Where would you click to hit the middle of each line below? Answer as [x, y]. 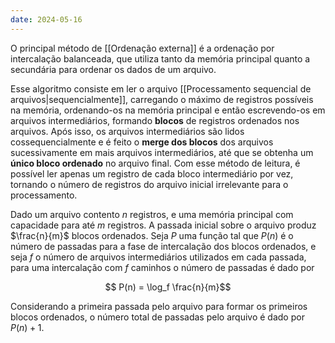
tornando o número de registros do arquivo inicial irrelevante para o [149, 184]
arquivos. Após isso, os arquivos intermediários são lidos [127, 131]
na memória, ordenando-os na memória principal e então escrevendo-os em [168, 110]
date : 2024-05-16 [46, 19]
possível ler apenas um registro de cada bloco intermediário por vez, [152, 173]
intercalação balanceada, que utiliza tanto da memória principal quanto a [160, 58]
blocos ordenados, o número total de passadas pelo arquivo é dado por [157, 317]
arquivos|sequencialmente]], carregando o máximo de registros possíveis [162, 99]
